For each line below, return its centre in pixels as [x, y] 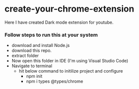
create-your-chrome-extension [69, 9]
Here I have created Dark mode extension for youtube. [59, 22]
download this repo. [32, 51]
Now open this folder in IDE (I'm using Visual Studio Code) [70, 61]
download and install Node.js [41, 45]
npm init [34, 76]
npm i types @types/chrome [55, 81]
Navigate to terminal [32, 66]
